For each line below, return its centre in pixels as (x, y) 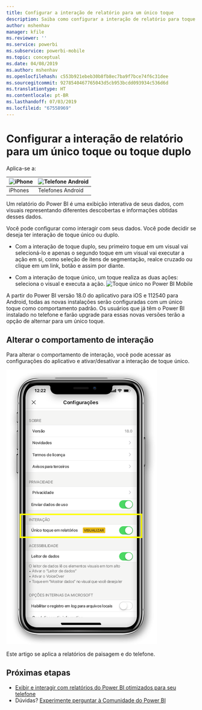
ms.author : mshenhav (32, 70)
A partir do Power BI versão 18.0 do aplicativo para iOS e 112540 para (92, 295)
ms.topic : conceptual (33, 57)
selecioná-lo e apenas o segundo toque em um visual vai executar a (99, 253)
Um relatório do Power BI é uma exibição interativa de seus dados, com (95, 204)
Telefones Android (61, 191)
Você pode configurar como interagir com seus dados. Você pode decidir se (101, 228)
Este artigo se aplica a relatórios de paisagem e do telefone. (81, 654)
